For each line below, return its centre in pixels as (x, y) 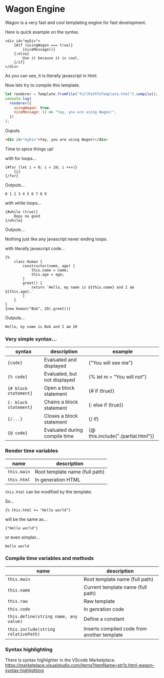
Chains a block (61, 402)
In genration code (104, 609)
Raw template (99, 601)
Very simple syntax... (31, 339)
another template (103, 635)
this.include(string (31, 629)
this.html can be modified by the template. (49, 491)
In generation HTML (58, 480)
